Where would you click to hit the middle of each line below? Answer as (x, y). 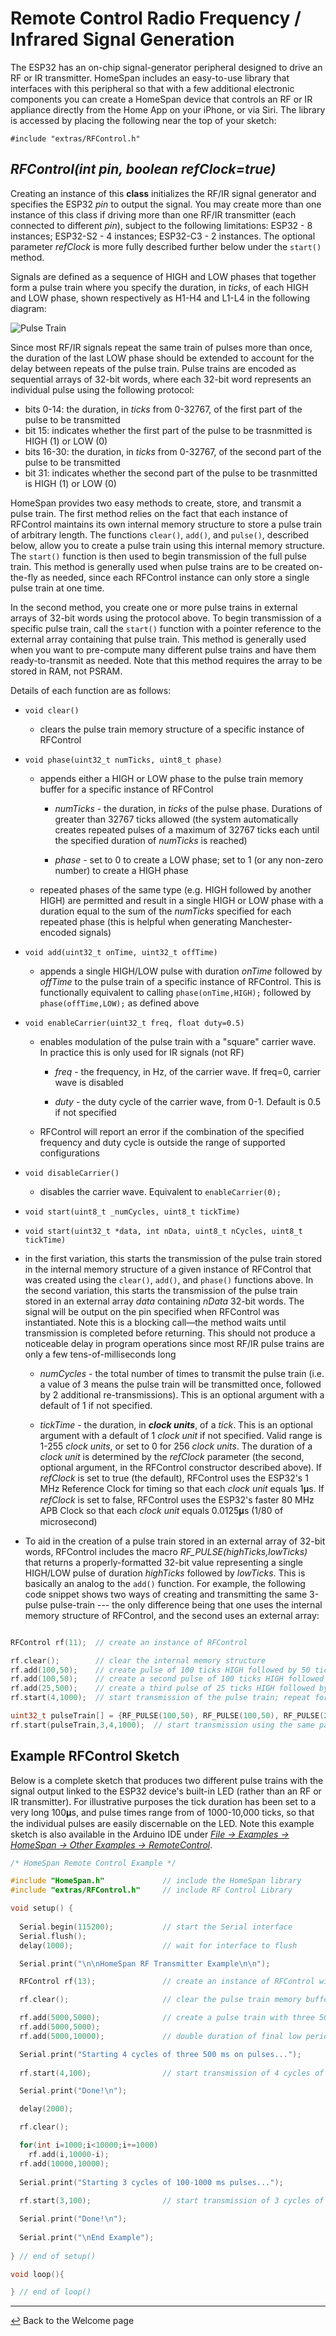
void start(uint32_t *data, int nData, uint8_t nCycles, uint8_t (163, 1231)
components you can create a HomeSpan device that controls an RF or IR (161, 99)
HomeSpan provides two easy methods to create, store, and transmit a (156, 503)
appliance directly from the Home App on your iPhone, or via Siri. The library (168, 109)
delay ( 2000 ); (46, 2109)
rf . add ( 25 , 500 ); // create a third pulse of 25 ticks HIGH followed (162, 1688)
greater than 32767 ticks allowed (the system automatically (176, 819)
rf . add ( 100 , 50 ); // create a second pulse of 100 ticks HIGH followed (167, 1679)
